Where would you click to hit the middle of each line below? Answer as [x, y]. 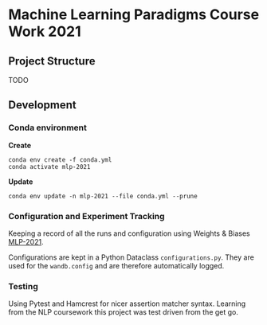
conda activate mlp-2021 [49, 166]
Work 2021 [45, 31]
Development [43, 105]
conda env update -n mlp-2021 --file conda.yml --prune [103, 196]
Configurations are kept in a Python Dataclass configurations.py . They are [132, 257]
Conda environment [48, 127]
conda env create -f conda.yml [60, 160]
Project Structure [52, 61]
